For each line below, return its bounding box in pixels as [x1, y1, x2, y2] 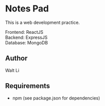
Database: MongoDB [5, 39, 48, 45]
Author [5, 54, 27, 63]
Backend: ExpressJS [5, 34, 47, 40]
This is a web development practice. [5, 19, 80, 25]
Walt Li [5, 67, 19, 73]
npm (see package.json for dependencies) [12, 95, 100, 101]
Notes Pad [5, 3, 49, 14]
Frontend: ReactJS [5, 29, 43, 35]
